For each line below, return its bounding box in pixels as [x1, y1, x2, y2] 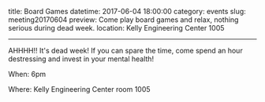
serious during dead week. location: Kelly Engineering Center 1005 [8, 24, 225, 32]
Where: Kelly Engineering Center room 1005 [8, 85, 151, 93]
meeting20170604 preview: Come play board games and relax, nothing [8, 15, 239, 24]
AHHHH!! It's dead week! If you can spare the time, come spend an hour [8, 46, 243, 55]
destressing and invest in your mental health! [8, 54, 155, 64]
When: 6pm [8, 70, 46, 78]
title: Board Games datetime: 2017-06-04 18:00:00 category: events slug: [8, 7, 246, 16]
